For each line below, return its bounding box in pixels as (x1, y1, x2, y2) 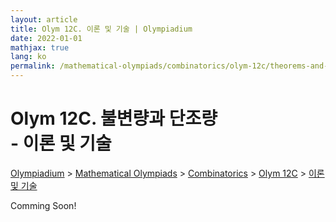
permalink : (10, 61, 56, 71)
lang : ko (10, 52, 47, 62)
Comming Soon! (10, 199, 77, 211)
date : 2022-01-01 (10, 33, 83, 43)
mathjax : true (10, 42, 70, 53)
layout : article (10, 14, 78, 25)
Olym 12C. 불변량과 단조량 (10, 107, 218, 130)
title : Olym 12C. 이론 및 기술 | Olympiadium (10, 24, 193, 34)
